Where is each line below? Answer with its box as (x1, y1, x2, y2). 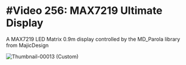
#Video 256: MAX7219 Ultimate (6, 4, 163, 17)
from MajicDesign (6, 42, 49, 49)
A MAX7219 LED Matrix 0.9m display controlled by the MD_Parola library (6, 35, 180, 42)
